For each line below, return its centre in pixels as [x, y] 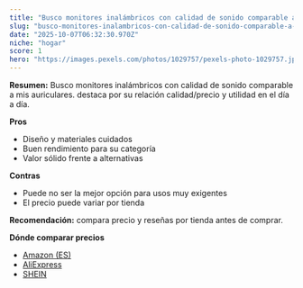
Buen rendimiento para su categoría [89, 148]
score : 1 [26, 51]
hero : [19, 59]
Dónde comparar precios [57, 238]
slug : [19, 26]
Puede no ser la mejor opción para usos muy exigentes [125, 193]
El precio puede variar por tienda [83, 202]
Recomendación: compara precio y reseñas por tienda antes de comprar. [147, 220]
